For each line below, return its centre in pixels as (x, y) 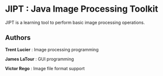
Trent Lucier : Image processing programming (52, 49)
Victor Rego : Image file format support (45, 68)
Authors (18, 38)
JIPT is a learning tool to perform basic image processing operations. (75, 22)
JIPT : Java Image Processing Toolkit (82, 9)
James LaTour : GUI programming (40, 59)
